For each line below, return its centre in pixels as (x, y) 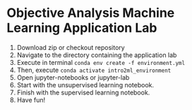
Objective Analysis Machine (91, 13)
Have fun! (31, 99)
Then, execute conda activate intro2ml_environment (94, 70)
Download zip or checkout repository (71, 47)
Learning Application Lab (82, 28)
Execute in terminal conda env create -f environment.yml (101, 62)
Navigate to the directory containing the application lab (97, 55)
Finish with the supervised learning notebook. (83, 92)
